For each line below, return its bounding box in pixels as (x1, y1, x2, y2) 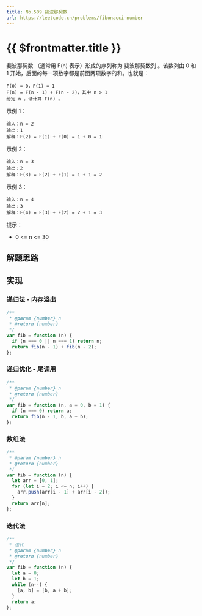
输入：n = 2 (6, 121, 34, 127)
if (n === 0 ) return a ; (12, 408, 72, 414)
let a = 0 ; (12, 570, 40, 576)
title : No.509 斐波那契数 (6, 9, 68, 15)
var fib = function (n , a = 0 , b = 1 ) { (6, 402, 111, 408)
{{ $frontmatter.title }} (6, 41, 121, 55)
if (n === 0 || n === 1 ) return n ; (12, 338, 103, 344)
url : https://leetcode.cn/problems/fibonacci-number (6, 15, 143, 21)
